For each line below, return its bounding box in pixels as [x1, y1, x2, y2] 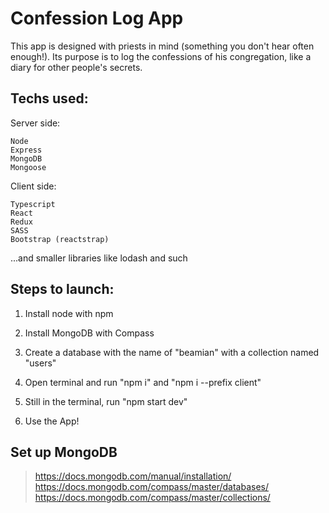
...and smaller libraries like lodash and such [10, 252, 188, 264]
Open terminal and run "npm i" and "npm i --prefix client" [24, 376, 262, 388]
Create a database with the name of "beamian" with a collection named [24, 346, 320, 358]
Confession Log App [10, 7, 184, 30]
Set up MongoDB [10, 443, 118, 461]
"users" [24, 357, 57, 369]
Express [10, 145, 43, 155]
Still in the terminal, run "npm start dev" [24, 395, 188, 407]
